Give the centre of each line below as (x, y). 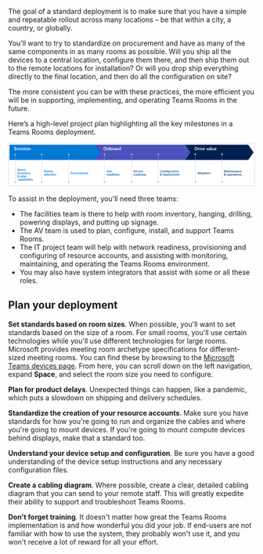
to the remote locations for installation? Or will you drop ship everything (123, 68)
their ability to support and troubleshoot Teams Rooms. (97, 501)
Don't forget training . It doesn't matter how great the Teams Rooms (117, 516)
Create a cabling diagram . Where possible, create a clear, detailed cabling (128, 485)
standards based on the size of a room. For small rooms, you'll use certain (128, 332)
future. (19, 108)
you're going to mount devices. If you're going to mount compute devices (126, 429)
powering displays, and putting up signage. (89, 222)
